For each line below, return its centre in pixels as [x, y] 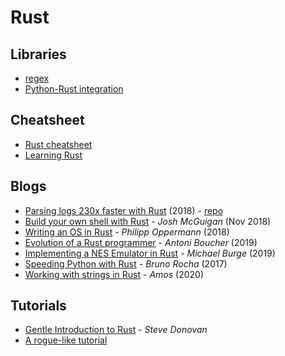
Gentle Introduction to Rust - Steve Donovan [116, 330]
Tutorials [38, 306]
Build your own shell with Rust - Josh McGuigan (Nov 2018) [148, 221]
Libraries [38, 54]
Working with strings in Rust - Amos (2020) [114, 274]
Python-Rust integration [74, 89]
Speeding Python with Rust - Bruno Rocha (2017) [126, 263]
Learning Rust [53, 155]
